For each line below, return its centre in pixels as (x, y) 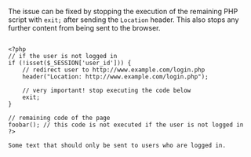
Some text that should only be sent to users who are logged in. (117, 145)
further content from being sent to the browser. (84, 28)
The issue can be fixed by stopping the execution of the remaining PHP (123, 11)
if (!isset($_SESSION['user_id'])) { (70, 63)
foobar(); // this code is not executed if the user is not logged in (126, 125)
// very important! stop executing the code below (107, 90)
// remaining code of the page (59, 118)
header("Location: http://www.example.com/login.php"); (116, 77)
